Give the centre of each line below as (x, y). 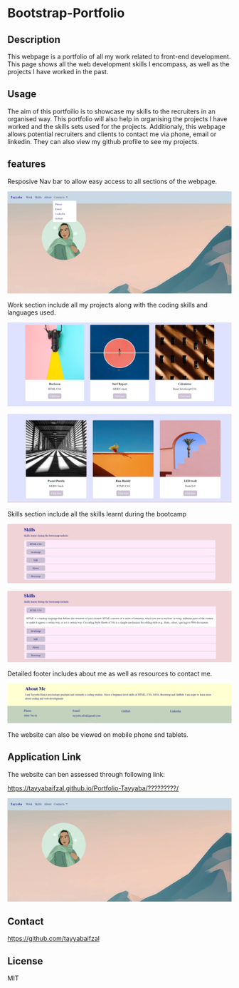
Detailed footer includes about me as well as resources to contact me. (110, 674)
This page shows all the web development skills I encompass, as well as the (118, 64)
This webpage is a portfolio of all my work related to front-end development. (119, 56)
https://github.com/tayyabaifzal (53, 939)
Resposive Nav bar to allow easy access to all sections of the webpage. (112, 181)
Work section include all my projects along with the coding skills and (107, 305)
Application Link (44, 757)
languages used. (32, 312)
